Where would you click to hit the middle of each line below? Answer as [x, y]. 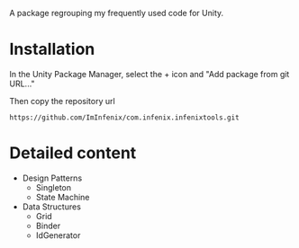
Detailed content [73, 153]
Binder [48, 226]
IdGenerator [58, 235]
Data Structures [51, 207]
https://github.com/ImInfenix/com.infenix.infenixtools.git [125, 117]
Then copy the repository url [62, 101]
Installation [52, 49]
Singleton [54, 187]
